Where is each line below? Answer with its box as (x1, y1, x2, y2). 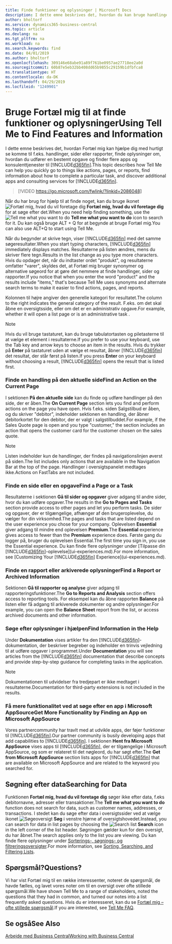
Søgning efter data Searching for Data (5, 780, 127, 789)
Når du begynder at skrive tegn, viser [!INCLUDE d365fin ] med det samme (5, 235, 161, 241)
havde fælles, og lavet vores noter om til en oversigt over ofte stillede (5, 882, 151, 888)
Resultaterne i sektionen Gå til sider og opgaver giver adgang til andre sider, (5, 494, 167, 500)
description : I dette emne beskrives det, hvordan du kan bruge (5, 12, 145, 18)
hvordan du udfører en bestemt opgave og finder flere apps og (5, 156, 138, 162)
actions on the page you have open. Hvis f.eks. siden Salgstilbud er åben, (5, 405, 160, 412)
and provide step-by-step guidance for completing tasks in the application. (5, 658, 163, 665)
